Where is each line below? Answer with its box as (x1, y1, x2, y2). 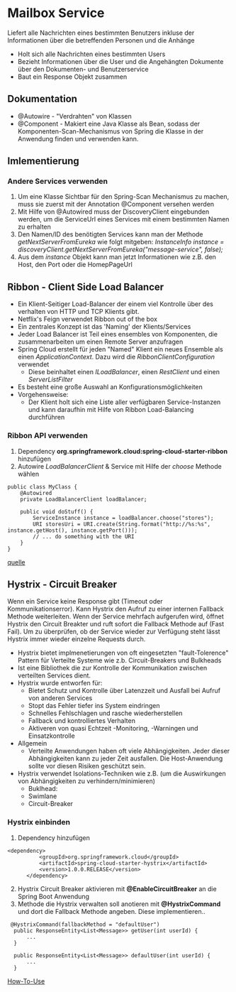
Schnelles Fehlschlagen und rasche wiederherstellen (28, 709, 183, 718)
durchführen (28, 413, 65, 422)
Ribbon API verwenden (7, 431, 89, 441)
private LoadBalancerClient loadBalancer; (20, 496, 147, 503)
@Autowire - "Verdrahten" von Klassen (17, 111, 133, 120)
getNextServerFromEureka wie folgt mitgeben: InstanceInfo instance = (17, 238, 225, 246)
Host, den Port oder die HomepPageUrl (17, 261, 133, 269)
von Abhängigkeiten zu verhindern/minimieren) (17, 777, 156, 785)
